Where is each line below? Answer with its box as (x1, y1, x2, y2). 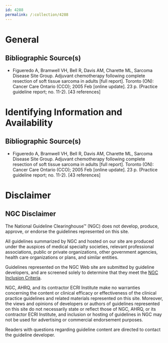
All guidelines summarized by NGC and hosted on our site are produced (5, 238, 154, 244)
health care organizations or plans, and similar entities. (5, 254, 119, 260)
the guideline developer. (5, 331, 55, 338)
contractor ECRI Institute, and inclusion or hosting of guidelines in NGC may (5, 311, 162, 317)
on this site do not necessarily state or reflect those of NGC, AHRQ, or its (5, 306, 156, 312)
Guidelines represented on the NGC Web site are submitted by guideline (5, 264, 154, 270)
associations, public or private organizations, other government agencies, (5, 249, 158, 255)
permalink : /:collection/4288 (5, 12, 69, 17)
